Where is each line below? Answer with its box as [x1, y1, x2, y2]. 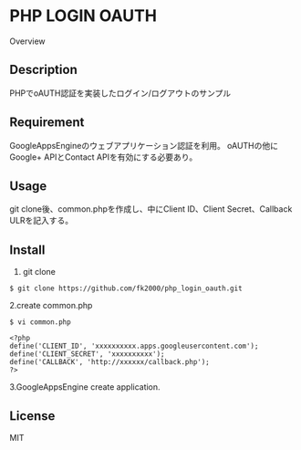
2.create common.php [9, 300, 93, 311]
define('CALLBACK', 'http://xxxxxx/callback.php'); [9, 358, 210, 367]
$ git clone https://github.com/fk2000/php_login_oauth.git [9, 284, 244, 293]
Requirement [9, 115, 85, 131]
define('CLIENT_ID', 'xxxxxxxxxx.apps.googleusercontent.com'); [9, 341, 259, 351]
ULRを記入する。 [9, 215, 74, 226]
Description [9, 62, 78, 78]
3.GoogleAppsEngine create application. [9, 382, 161, 392]
